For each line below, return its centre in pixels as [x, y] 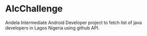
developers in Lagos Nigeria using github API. [52, 27]
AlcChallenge [34, 9]
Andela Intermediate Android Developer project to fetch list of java [73, 22]
